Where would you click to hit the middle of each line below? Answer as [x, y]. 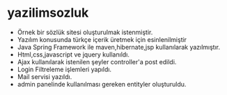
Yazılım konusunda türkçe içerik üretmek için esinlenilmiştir [102, 39]
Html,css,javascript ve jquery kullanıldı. [73, 54]
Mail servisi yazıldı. [45, 76]
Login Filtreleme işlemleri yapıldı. [64, 69]
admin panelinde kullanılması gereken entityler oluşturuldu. [102, 84]
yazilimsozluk [48, 13]
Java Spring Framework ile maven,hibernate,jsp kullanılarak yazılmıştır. [119, 47]
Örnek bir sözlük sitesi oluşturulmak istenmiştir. [85, 32]
